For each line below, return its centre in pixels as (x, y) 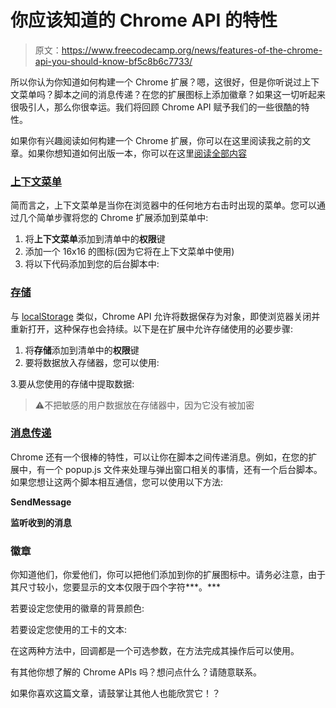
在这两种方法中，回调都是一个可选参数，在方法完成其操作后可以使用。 (155, 651)
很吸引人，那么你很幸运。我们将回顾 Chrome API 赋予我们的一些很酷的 (156, 107)
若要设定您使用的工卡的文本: (69, 630)
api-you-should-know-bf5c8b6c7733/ (113, 61)
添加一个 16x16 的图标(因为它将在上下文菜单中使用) (129, 252)
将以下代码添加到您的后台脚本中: (92, 264)
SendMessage (41, 502)
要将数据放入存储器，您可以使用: (92, 362)
